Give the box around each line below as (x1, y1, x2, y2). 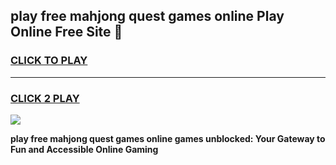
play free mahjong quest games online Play (10, 8, 285, 25)
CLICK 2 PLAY (10, 91, 80, 105)
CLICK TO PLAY (10, 54, 88, 68)
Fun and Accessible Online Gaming (10, 143, 159, 155)
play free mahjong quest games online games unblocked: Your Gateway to (10, 132, 326, 144)
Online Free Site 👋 (10, 24, 123, 41)
